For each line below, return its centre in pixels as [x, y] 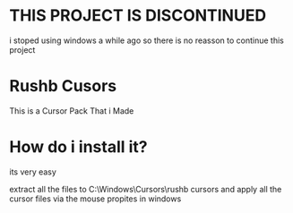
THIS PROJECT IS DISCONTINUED [138, 16]
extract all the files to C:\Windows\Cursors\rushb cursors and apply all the [146, 189]
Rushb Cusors [63, 86]
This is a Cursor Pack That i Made [72, 111]
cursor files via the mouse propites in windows [95, 199]
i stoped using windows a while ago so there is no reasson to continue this [146, 40]
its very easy [33, 172]
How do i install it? [78, 147]
